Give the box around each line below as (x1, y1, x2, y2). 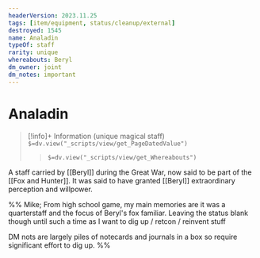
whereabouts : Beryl (8, 56, 73, 64)
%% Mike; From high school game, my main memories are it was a (8, 199, 226, 209)
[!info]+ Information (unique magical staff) (27, 131, 165, 141)
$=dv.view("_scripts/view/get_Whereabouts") (47, 153, 197, 161)
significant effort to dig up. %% (8, 240, 111, 250)
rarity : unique (8, 48, 59, 56)
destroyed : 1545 (8, 26, 62, 34)
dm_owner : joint (8, 64, 62, 71)
